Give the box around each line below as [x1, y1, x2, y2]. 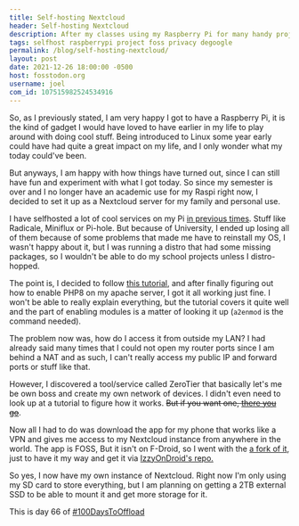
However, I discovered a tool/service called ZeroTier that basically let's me [9, 378, 283, 389]
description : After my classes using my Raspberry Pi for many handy [9, 29, 273, 38]
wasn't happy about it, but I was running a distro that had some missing [9, 242, 271, 252]
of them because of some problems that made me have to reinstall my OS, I [9, 232, 287, 242]
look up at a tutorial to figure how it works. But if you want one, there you [9, 398, 277, 408]
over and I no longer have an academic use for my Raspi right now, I [9, 186, 258, 197]
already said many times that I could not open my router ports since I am [9, 342, 275, 353]
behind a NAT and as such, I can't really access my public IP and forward [9, 351, 278, 362]
